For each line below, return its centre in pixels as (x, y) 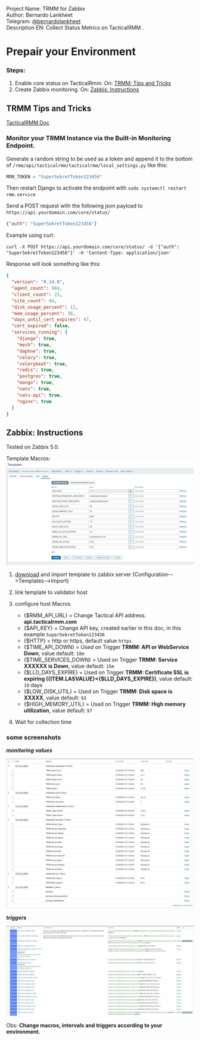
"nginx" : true (34, 401)
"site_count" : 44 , (35, 301)
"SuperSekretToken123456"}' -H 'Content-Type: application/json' (89, 253)
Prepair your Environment (71, 52)
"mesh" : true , (34, 345)
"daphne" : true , (37, 351)
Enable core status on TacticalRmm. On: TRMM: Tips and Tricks (93, 83)
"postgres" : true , (40, 376)
